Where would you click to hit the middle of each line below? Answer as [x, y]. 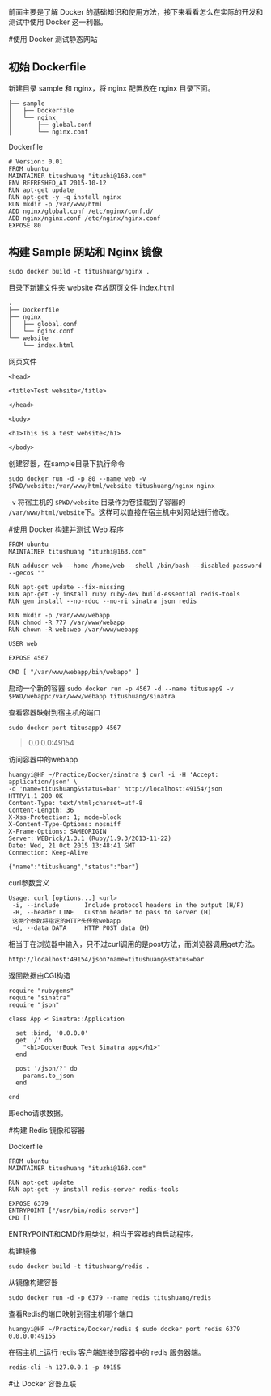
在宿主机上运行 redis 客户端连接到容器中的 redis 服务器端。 [107, 1352]
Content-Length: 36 [41, 810]
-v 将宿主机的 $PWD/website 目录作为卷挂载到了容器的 [97, 502]
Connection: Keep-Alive [49, 852]
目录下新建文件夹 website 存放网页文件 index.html [91, 287]
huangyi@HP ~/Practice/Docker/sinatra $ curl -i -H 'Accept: [114, 774]
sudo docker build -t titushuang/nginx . [79, 271]
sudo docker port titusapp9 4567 [65, 728]
